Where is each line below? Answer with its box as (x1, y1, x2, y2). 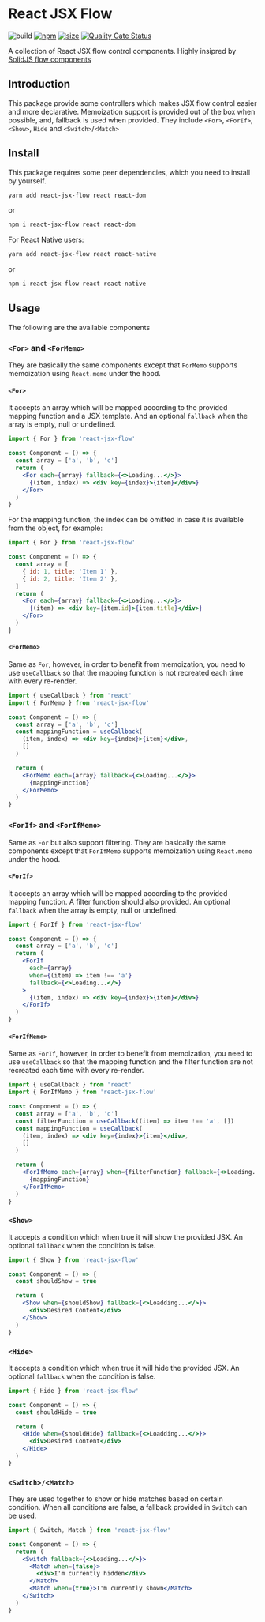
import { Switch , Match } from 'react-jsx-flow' (8, 1526, 171, 1534)
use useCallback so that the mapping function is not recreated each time (8, 668, 244, 677)
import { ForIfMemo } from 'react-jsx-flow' (8, 1088, 157, 1097)
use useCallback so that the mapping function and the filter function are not (8, 1057, 254, 1067)
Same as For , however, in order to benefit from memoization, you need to (8, 659, 246, 668)
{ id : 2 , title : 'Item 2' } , (22, 574, 118, 583)
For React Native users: (8, 235, 84, 245)
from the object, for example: (8, 523, 103, 533)
